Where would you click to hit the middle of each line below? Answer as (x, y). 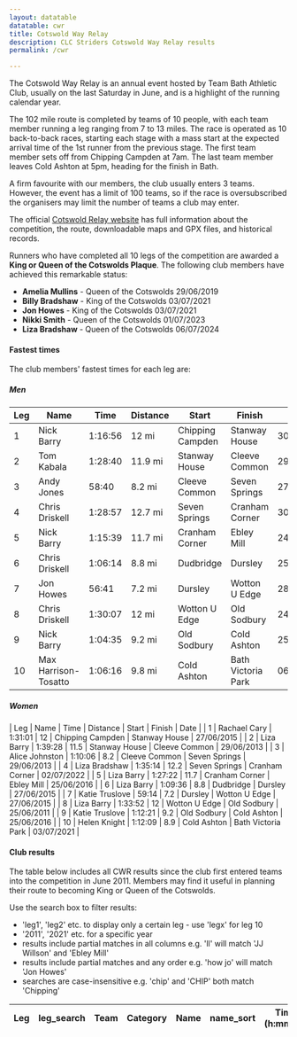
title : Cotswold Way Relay (59, 34)
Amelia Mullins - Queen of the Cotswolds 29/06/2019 (120, 292)
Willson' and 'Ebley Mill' (65, 953)
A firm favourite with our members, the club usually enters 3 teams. (132, 183)
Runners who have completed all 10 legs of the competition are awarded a (144, 256)
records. (24, 238)
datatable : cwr (37, 26)
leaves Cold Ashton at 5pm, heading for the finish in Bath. (114, 167)
